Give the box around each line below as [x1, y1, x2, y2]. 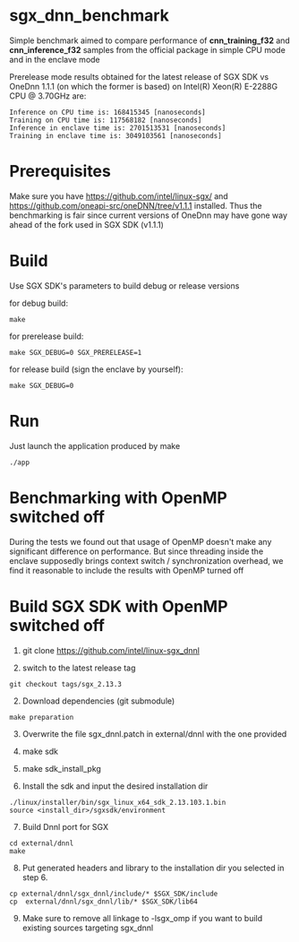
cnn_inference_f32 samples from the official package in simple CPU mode [9, 44, 286, 55]
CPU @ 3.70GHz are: [9, 91, 87, 101]
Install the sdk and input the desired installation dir [21, 781, 209, 791]
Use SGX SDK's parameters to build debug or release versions [9, 280, 240, 291]
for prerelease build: [9, 331, 84, 341]
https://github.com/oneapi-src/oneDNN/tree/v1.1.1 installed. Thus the [9, 200, 262, 211]
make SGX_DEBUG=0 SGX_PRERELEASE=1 [9, 348, 142, 357]
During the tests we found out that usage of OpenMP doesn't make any [9, 536, 272, 547]
